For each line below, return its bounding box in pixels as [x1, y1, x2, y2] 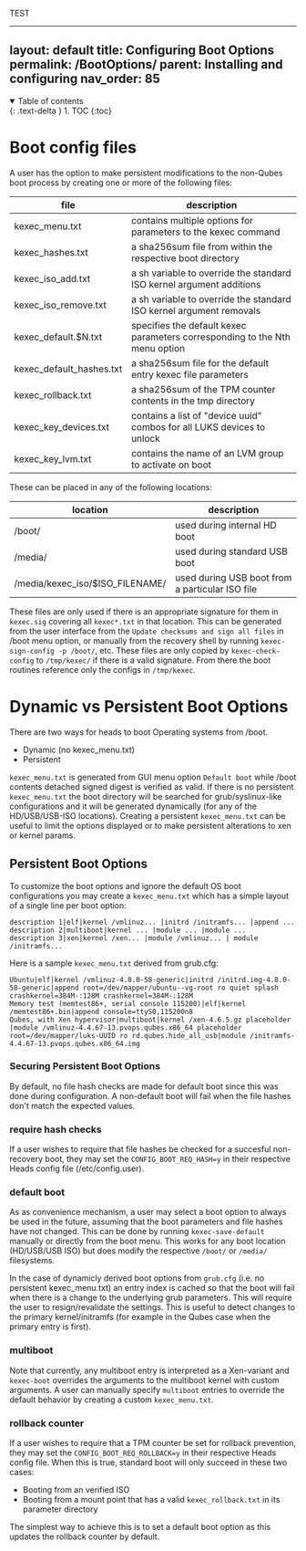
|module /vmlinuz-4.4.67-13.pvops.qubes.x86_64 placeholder [9, 1022, 243, 1032]
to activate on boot [130, 458, 212, 471]
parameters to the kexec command [130, 225, 280, 238]
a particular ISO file [174, 582, 258, 595]
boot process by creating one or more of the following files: [9, 177, 232, 188]
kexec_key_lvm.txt [14, 452, 92, 465]
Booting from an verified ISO [22, 1483, 130, 1495]
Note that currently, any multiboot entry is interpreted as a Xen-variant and [9, 1365, 290, 1376]
